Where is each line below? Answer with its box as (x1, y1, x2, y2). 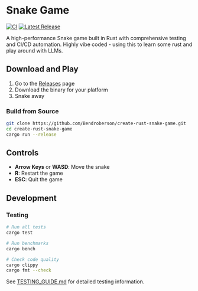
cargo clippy (6, 262, 38, 268)
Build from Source (6, 107, 59, 115)
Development (6, 193, 57, 203)
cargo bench (6, 246, 35, 251)
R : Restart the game (14, 169, 63, 177)
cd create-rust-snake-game (6, 126, 73, 132)
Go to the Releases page (14, 80, 75, 87)
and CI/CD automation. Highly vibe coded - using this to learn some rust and (6, 41, 193, 48)
